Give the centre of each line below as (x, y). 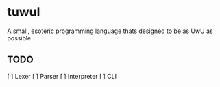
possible (19, 38)
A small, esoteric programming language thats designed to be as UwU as (110, 31)
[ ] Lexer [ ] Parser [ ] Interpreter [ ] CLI (62, 76)
